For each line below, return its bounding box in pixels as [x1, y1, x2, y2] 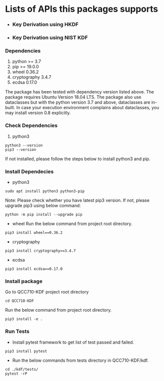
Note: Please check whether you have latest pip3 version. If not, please [5, 197, 150, 203]
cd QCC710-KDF [5, 298, 34, 303]
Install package [5, 278, 43, 285]
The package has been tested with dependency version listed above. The [5, 89, 154, 95]
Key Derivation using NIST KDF [12, 34, 88, 41]
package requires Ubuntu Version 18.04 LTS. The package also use [5, 94, 141, 100]
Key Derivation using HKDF [12, 21, 79, 28]
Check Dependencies [5, 122, 58, 129]
